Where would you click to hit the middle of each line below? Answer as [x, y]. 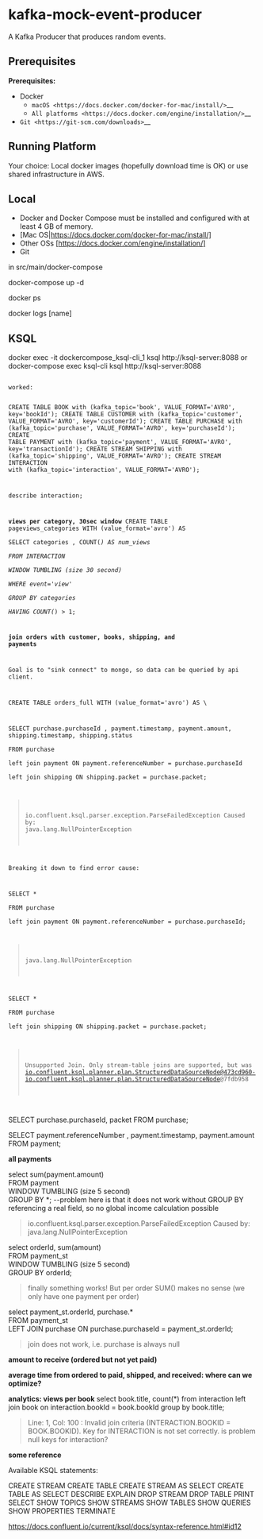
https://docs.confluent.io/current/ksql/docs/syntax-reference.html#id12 [125, 1526]
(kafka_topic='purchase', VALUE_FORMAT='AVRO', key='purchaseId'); [122, 428]
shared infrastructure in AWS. [57, 174]
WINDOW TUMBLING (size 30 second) [65, 570]
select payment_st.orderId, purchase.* [71, 1312]
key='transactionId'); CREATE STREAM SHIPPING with [95, 449]
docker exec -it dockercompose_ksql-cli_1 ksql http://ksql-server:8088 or [128, 358]
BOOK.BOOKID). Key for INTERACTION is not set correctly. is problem [141, 1431]
